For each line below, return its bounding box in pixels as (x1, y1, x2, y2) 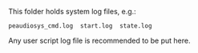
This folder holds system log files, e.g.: (8, 7, 136, 16)
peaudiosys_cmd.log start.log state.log (8, 22, 152, 30)
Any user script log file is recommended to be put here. (8, 36, 191, 45)
